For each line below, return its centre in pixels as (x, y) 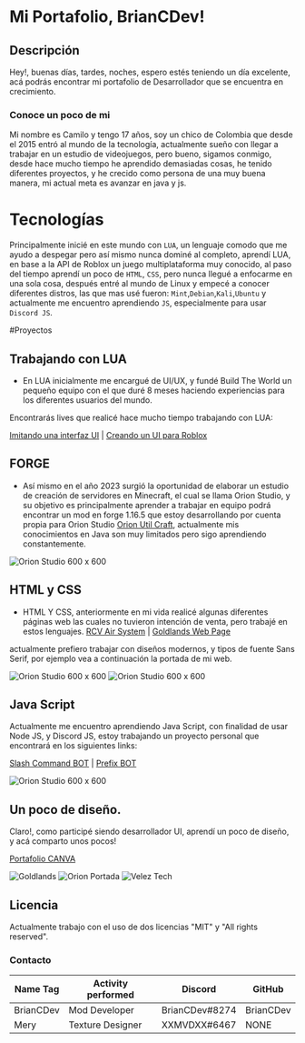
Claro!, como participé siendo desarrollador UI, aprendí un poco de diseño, (149, 832)
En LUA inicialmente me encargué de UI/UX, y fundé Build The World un (157, 381)
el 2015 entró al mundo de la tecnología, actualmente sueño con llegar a (144, 145)
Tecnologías (57, 220)
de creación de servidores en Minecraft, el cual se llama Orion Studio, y (156, 495)
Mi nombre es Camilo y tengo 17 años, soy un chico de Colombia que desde (151, 135)
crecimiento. (33, 91)
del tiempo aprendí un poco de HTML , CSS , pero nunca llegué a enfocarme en (151, 274)
